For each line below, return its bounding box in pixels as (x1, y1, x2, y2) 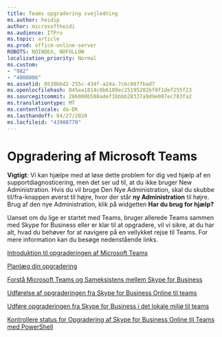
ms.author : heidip (7, 17, 60, 23)
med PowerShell (7, 323, 54, 331)
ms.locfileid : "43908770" (7, 118, 81, 126)
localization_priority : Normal (7, 55, 97, 62)
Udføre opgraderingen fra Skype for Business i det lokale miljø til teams (7, 302, 210, 310)
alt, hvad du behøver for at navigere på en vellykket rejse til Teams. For (7, 228, 208, 237)
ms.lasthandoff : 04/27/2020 (7, 112, 88, 119)
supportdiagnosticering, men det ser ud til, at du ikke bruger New (7, 178, 192, 186)
